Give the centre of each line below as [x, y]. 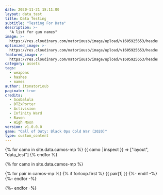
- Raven [17, 118]
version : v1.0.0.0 [24, 127]
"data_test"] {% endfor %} [31, 155]
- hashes [18, 77]
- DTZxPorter [23, 104]
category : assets [23, 64]
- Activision [23, 109]
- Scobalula [22, 100]
